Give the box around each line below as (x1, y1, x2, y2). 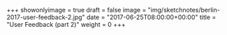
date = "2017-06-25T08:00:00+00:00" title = (86, 13, 217, 21)
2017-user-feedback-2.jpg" (6, 13, 85, 21)
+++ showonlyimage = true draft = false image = (6, 6, 147, 14)
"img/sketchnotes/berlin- (147, 6, 221, 14)
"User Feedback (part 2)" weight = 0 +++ (6, 21, 126, 28)
